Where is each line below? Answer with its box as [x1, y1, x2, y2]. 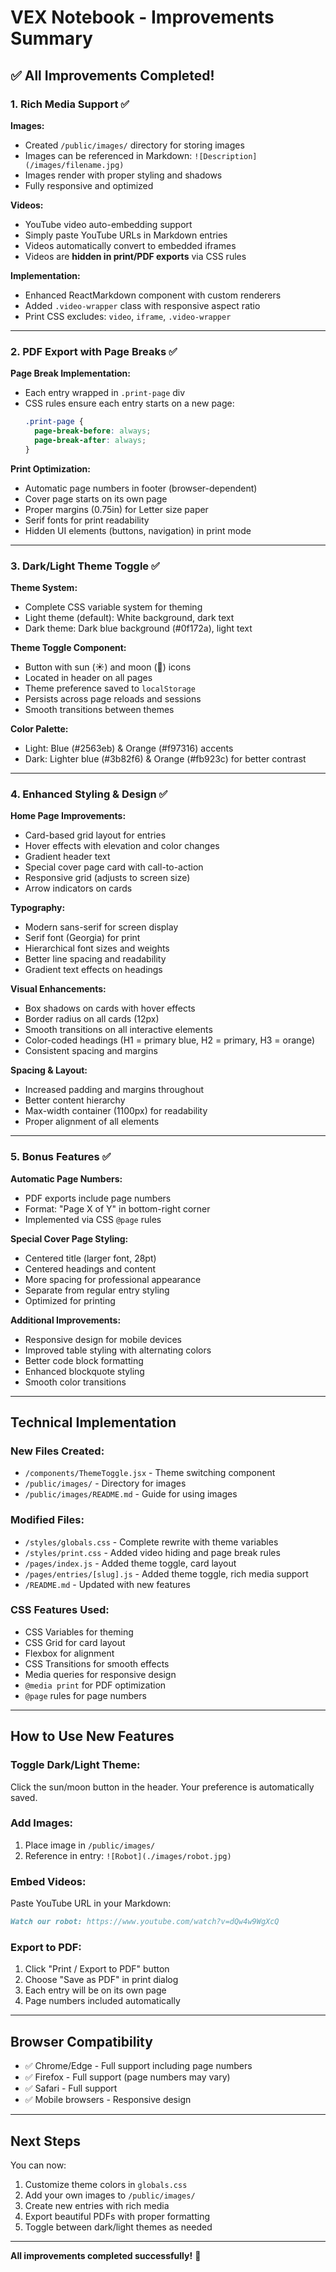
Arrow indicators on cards [24, 882, 133, 895]
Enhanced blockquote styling [24, 1365, 145, 1377]
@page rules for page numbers [24, 1689, 147, 1701]
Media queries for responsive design [24, 1668, 177, 1680]
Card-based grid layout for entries [24, 829, 167, 841]
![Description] [194, 151, 258, 161]
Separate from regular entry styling [24, 1284, 170, 1296]
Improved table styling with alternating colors [24, 1344, 212, 1356]
